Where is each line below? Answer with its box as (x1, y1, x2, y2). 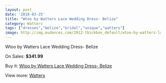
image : (5, 30, 19, 35)
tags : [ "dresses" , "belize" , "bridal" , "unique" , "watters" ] (5, 26, 125, 31)
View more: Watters (5, 73, 45, 78)
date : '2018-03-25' (5, 12, 45, 17)
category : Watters (5, 21, 43, 26)
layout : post (5, 7, 32, 12)
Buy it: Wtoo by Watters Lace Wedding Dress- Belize (5, 63, 112, 69)
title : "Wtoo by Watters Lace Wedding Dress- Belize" (5, 16, 119, 21)
